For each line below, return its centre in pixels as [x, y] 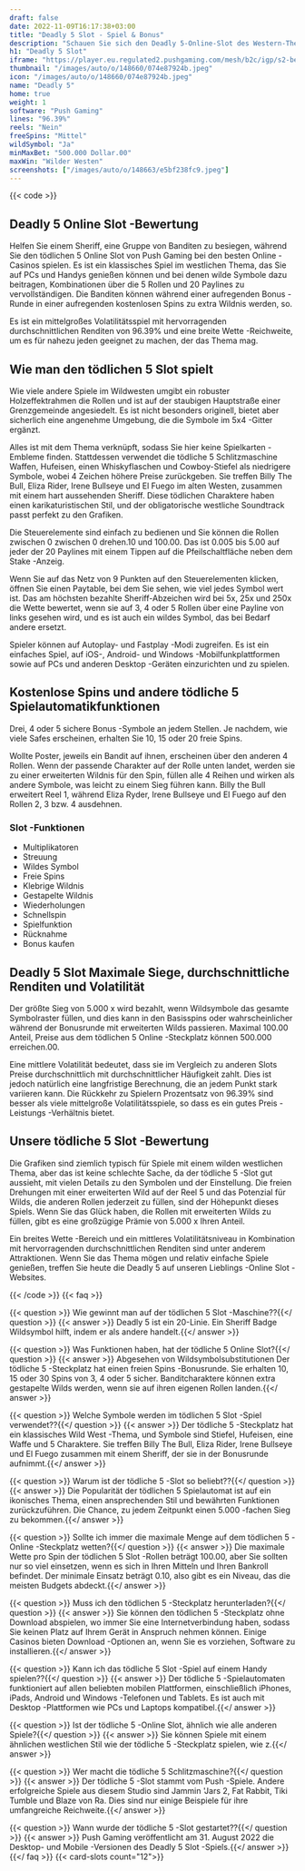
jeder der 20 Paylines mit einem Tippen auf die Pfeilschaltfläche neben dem [151, 551]
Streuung [39, 857]
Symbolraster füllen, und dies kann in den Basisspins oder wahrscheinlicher [151, 1018]
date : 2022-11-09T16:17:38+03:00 [73, 26]
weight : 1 [28, 102]
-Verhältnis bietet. [81, 1112]
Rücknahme [45, 934]
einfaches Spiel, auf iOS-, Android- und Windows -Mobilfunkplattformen [145, 654]
